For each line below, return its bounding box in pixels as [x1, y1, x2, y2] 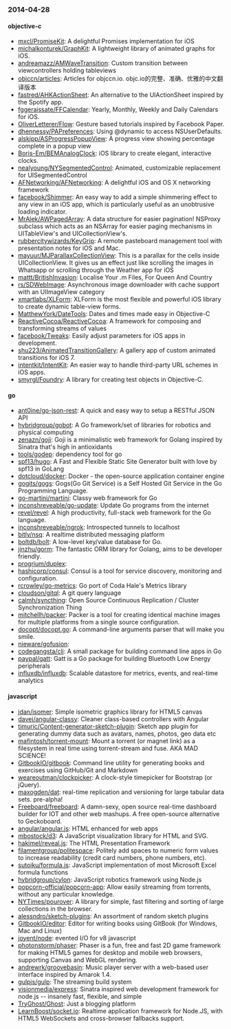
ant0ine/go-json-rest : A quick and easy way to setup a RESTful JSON [17, 407, 215, 415]
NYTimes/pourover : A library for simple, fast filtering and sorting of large [17, 897, 224, 905]
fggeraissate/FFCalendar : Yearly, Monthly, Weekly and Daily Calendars [17, 105, 219, 114]
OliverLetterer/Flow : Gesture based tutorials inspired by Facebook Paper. [17, 120, 225, 128]
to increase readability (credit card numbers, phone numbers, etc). [17, 853, 207, 861]
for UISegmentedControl [17, 171, 88, 179]
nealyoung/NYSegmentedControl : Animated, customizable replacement [17, 163, 221, 172]
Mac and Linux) [17, 926, 63, 935]
